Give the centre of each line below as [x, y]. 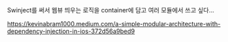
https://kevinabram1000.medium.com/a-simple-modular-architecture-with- [114, 24]
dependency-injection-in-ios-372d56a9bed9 [71, 31]
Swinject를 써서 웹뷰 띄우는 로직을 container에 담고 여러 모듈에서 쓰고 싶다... [111, 10]
